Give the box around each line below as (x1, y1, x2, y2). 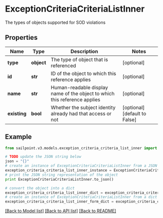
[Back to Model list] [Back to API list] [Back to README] (5, 208, 116, 214)
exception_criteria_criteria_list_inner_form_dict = (5, 199, 114, 204)
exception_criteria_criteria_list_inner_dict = (5, 190, 103, 195)
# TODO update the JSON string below (5, 154, 81, 159)
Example (5, 133, 32, 141)
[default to (122, 110, 147, 117)
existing (7, 110, 27, 117)
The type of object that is (50, 56, 108, 63)
